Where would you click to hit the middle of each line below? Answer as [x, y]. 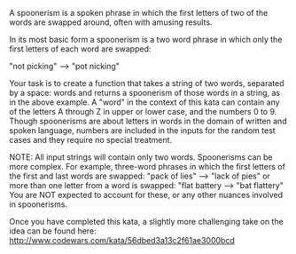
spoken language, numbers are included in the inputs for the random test [143, 131]
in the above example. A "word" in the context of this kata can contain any [145, 102]
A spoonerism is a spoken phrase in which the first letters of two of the [139, 13]
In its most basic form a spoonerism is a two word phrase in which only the [146, 40]
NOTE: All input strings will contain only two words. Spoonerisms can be [141, 157]
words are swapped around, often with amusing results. [111, 22]
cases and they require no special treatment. [91, 140]
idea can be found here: [53, 231]
